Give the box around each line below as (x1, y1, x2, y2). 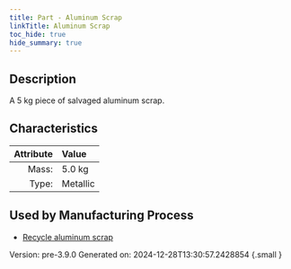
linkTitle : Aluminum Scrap (9, 22, 110, 30)
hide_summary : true (9, 38, 83, 48)
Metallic (61, 177, 96, 189)
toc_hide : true (9, 30, 66, 39)
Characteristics (9, 121, 99, 136)
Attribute (13, 147, 54, 160)
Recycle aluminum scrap (22, 231, 114, 242)
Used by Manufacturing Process (9, 208, 195, 223)
